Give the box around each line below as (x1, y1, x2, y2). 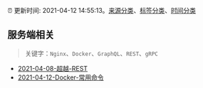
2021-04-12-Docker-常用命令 (17, 73, 105, 82)
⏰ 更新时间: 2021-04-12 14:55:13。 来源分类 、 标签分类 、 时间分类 (7, 6, 197, 14)
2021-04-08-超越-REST (17, 64, 88, 72)
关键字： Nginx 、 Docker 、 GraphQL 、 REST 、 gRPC (24, 49, 158, 57)
